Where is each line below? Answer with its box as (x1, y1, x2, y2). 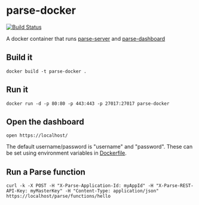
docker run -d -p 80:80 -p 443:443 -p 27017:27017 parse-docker (6, 100, 170, 107)
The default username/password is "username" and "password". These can (6, 143, 193, 150)
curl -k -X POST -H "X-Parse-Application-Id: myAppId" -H (6, 183, 154, 189)
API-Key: (6, 188, 28, 194)
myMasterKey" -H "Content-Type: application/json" (30, 188, 160, 194)
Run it (6, 85, 29, 95)
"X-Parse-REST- (155, 183, 194, 189)
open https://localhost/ (6, 132, 68, 138)
